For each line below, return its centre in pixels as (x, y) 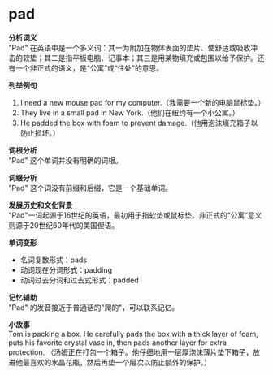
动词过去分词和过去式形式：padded (80, 280)
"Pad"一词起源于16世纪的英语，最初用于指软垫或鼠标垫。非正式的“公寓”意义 (135, 215)
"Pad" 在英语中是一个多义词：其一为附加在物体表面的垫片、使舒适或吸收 (130, 47)
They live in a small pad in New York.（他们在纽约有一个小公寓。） (130, 112)
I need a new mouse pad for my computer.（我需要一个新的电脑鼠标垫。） (143, 102)
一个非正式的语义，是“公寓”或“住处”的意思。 (89, 68)
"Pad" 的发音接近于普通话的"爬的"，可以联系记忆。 (94, 307)
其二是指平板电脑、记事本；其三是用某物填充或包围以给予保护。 (150, 58)
